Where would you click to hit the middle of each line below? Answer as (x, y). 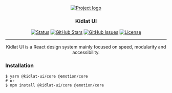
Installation (20, 65)
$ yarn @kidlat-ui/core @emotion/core (47, 76)
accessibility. (86, 52)
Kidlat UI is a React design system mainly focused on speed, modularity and (86, 47)
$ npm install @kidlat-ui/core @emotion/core (55, 85)
